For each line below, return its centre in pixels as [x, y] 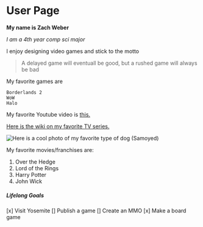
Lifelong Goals [25, 195]
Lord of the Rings [37, 168]
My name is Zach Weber [37, 27]
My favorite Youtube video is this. [48, 114]
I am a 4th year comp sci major [46, 39]
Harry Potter [31, 175]
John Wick [29, 181]
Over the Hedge [35, 162]
